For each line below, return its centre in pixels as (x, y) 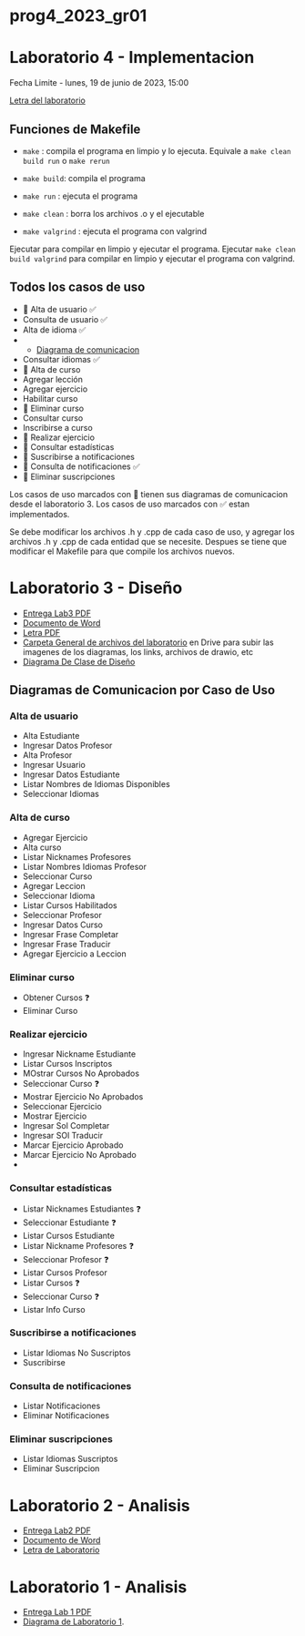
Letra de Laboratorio (61, 1550)
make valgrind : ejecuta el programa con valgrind (115, 231)
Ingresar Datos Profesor (67, 746)
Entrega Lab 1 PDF (57, 1612)
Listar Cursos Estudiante (69, 1235)
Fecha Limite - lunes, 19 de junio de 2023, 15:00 (99, 83)
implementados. (40, 514)
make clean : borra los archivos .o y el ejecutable (113, 213)
